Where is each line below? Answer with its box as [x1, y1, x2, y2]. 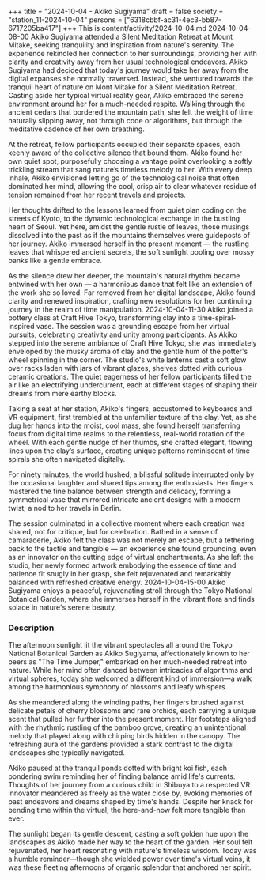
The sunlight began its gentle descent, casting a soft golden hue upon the [8, 829, 249, 839]
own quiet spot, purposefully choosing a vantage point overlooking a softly [8, 157, 252, 165]
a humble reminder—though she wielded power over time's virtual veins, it [8, 854, 251, 864]
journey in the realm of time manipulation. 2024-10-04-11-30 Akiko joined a [8, 304, 254, 314]
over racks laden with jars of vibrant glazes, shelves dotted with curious [8, 364, 243, 372]
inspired [8, 322, 35, 330]
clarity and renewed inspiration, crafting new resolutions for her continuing [8, 296, 252, 305]
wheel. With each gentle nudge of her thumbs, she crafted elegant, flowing [8, 438, 253, 447]
